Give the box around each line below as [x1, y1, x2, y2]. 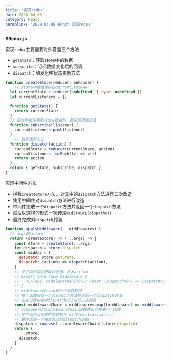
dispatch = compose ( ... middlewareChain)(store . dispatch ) [14, 321, 138, 327]
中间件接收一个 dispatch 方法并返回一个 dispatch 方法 [12, 203, 121, 209]
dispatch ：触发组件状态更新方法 [12, 70, 80, 76]
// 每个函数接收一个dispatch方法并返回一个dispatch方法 [14, 293, 122, 298]
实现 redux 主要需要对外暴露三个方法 [5, 46, 79, 53]
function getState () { [10, 103, 58, 109]
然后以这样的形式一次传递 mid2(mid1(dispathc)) [12, 210, 112, 216]
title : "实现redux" [5, 7, 45, 13]
